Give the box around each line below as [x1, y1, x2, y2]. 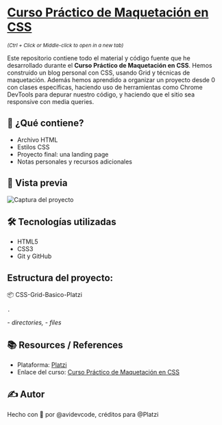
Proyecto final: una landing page [16, 150, 109, 158]
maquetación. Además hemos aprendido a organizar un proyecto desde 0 [7, 75, 216, 83]
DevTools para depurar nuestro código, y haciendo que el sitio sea [7, 90, 195, 99]
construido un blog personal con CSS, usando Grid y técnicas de [7, 68, 190, 77]
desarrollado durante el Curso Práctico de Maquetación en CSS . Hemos [7, 61, 212, 69]
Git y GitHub [16, 252, 52, 261]
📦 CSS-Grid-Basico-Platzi [7, 291, 82, 299]
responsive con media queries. [7, 97, 95, 105]
